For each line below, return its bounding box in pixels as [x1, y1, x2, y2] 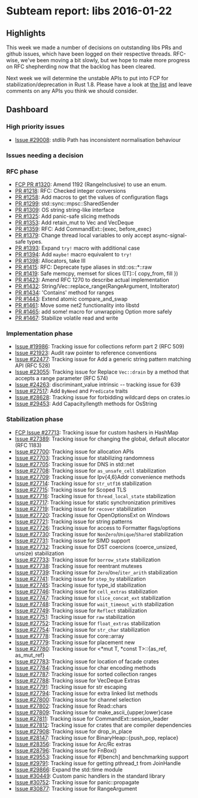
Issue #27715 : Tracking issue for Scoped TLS [14, 486, 127, 493]
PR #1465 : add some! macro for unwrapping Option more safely [14, 308, 172, 315]
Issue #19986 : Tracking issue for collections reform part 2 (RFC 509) [14, 343, 184, 350]
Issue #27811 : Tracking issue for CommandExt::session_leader [14, 715, 169, 722]
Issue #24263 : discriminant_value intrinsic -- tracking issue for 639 [14, 381, 181, 389]
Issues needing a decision [6, 151, 84, 159]
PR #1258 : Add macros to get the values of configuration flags [14, 193, 169, 201]
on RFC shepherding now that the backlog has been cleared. [6, 63, 156, 70]
